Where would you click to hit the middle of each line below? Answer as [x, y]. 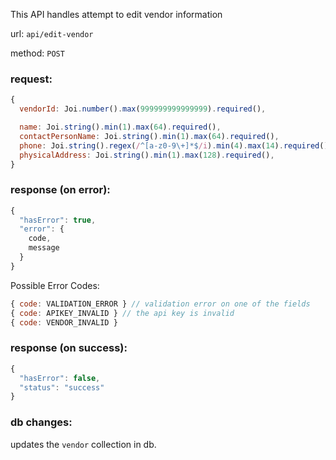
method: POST [37, 53]
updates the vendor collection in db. [83, 444]
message [44, 248]
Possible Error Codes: [55, 285]
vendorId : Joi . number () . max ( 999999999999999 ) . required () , [143, 109]
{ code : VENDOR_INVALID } [64, 322]
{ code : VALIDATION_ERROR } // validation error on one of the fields [160, 304]
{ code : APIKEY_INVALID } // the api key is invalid [122, 313]
